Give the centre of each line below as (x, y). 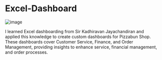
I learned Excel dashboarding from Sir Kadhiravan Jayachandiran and (75, 31)
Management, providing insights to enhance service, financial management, (81, 47)
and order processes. (27, 52)
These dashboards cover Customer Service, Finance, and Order (69, 41)
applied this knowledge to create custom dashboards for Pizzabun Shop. (78, 37)
